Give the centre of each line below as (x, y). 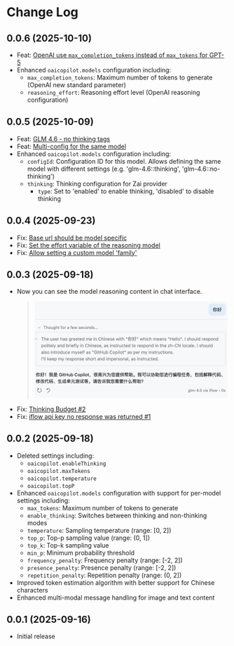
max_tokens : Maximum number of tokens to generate (103, 508)
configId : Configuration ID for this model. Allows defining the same (124, 161)
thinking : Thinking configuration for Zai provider (97, 183)
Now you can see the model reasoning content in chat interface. (109, 292)
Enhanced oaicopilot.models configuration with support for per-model (119, 493)
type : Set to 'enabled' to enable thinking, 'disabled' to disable (126, 191)
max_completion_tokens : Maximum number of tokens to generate (120, 77)
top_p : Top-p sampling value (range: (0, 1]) (89, 538)
